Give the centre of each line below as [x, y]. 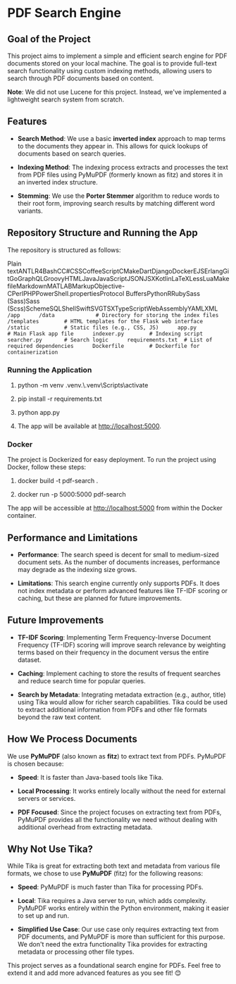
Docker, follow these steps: [47, 467]
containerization [33, 352]
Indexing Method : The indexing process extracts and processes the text [123, 167]
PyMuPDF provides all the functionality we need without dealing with [117, 819]
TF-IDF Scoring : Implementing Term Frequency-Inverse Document [114, 637]
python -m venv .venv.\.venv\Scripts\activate [83, 385]
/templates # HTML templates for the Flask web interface [105, 321]
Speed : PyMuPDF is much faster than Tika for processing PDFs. [110, 887]
